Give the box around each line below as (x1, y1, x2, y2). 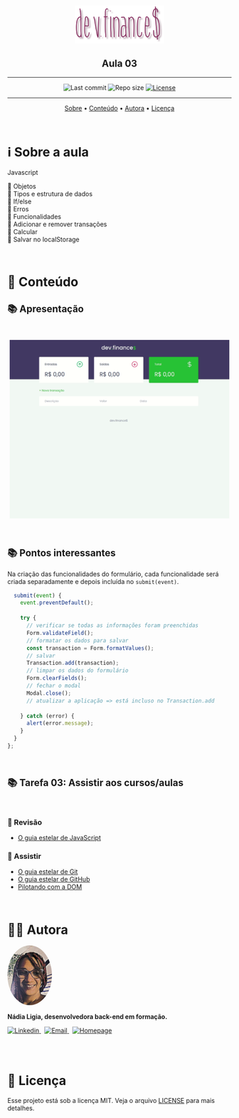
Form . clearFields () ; (26, 675, 87, 682)
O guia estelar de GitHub (17, 875, 90, 884)
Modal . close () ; (26, 690, 72, 697)
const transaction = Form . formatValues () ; (26, 645, 154, 652)
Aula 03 (102, 58, 137, 70)
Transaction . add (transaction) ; (26, 660, 119, 667)
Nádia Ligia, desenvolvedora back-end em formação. (7, 1012, 168, 1021)
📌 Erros (7, 204, 29, 213)
